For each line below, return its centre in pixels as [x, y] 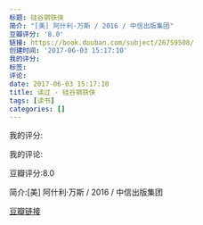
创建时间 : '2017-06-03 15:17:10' [69, 51]
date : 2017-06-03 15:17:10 [59, 84]
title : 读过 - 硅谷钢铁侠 [53, 92]
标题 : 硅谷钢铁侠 [37, 17]
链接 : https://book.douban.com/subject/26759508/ [101, 42]
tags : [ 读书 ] [32, 100]
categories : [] [37, 109]
